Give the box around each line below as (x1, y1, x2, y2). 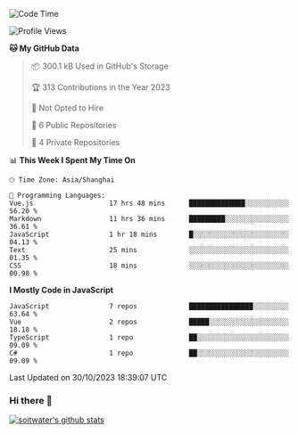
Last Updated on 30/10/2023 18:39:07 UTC (9, 373, 168, 382)
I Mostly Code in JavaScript (9, 285, 114, 295)
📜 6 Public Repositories (30, 120, 117, 130)
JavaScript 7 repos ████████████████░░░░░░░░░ (9, 302, 290, 311)
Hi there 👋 (9, 394, 54, 406)
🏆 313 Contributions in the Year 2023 (30, 82, 171, 93)
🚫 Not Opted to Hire (30, 102, 104, 113)
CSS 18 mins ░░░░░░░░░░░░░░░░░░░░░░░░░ (9, 261, 290, 270)
